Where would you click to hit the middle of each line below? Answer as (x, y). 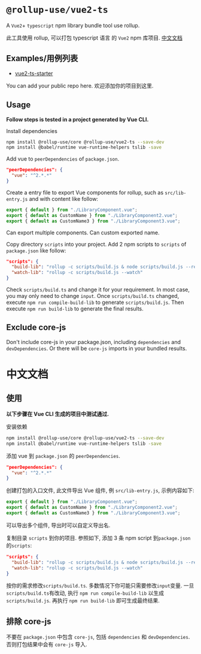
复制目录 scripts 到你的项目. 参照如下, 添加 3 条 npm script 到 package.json (98, 538)
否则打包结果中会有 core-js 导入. (47, 644)
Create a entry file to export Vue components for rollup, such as (85, 192)
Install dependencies (32, 131)
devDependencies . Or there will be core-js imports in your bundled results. (97, 348)
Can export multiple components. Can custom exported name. (83, 233)
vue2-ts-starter (34, 73)
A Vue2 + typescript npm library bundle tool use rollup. (73, 25)
